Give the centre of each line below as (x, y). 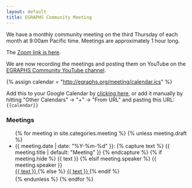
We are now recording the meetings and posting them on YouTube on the (96, 64)
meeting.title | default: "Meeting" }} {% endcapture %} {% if (88, 152)
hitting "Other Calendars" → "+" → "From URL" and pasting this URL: (90, 100)
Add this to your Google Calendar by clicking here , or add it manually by (95, 93)
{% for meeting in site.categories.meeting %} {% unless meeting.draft (101, 133)
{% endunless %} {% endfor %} (54, 179)
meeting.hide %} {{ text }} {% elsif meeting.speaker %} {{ (86, 158)
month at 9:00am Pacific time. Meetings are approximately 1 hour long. (93, 41)
